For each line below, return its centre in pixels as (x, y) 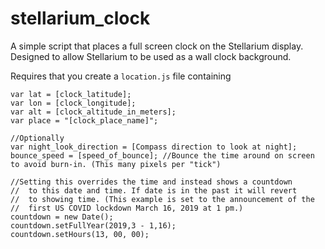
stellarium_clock (80, 18)
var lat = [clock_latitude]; (71, 94)
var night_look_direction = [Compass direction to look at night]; (154, 147)
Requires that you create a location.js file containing (121, 76)
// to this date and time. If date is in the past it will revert (154, 190)
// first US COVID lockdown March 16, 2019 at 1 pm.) (127, 208)
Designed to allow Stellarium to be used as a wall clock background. (151, 56)
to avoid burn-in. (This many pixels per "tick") (116, 164)
